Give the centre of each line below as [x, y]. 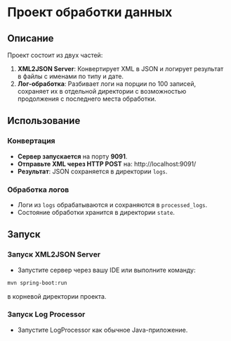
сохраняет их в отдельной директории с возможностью [102, 91]
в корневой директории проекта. [57, 296]
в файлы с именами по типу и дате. [71, 76]
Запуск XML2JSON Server [54, 254]
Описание [31, 38]
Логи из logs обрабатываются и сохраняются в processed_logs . [112, 204]
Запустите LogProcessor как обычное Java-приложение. [103, 330]
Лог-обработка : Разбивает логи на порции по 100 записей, [107, 84]
